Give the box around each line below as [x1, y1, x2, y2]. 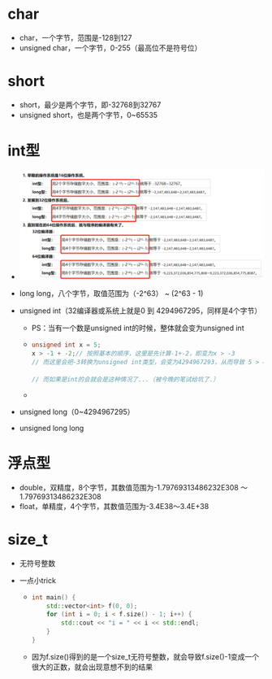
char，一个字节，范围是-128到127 [19, 33, 132, 42]
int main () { [31, 593, 76, 602]
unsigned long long [19, 423, 84, 433]
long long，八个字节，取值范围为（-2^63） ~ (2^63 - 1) [19, 289, 204, 298]
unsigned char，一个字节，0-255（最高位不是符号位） [19, 42, 202, 53]
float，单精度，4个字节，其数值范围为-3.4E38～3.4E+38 [19, 501, 209, 511]
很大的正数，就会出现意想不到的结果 [31, 662, 153, 672]
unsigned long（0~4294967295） [19, 407, 135, 416]
